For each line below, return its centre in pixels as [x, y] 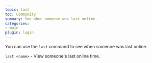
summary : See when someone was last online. [51, 19]
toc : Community [21, 14]
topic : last [17, 10]
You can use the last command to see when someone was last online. [76, 47]
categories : [17, 23]
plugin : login [20, 32]
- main [12, 28]
